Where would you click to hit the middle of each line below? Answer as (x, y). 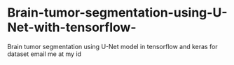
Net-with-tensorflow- (72, 27)
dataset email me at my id (44, 54)
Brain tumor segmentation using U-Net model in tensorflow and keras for (113, 46)
